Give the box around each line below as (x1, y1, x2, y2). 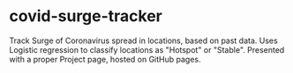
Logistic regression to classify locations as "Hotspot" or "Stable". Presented (9, 44, 285, 55)
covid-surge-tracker (9, 6, 163, 26)
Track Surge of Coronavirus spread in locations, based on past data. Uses (9, 35, 278, 46)
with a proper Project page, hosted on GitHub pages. (9, 54, 201, 64)
